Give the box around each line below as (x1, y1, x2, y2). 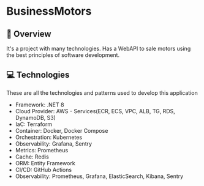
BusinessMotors (6, 4, 92, 18)
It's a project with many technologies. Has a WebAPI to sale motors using (6, 45, 191, 52)
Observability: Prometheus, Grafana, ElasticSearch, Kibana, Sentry (15, 173, 184, 180)
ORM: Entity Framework (15, 159, 75, 166)
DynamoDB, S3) (15, 114, 56, 121)
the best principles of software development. (6, 51, 120, 59)
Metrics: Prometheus (15, 146, 69, 154)
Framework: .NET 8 (15, 101, 64, 108)
